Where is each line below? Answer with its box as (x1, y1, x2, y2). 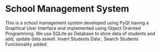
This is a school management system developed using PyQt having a (5, 20, 149, 26)
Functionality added (5, 41, 47, 47)
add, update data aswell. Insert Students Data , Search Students (5, 36, 139, 42)
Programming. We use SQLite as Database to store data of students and (5, 30, 155, 36)
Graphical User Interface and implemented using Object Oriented (5, 25, 141, 31)
